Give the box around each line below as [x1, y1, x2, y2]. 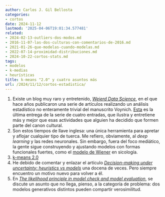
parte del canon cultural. [12, 122, 63, 128]
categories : [5, 12, 30, 17]
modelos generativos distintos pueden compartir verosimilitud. [12, 186, 141, 192]
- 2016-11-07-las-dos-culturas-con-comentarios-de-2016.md [5, 40, 131, 45]
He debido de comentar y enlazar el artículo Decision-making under [12, 159, 153, 165]
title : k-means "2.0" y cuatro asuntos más [5, 77, 97, 82]
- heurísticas [5, 73, 35, 78]
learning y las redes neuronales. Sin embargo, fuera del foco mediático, [12, 138, 160, 144]
